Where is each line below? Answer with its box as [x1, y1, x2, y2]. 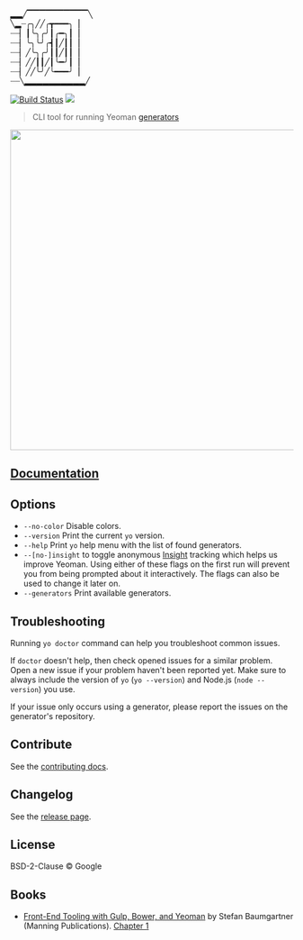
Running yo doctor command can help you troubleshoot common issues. [10, 638, 281, 649]
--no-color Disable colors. [22, 521, 122, 532]
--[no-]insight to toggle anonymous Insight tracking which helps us [22, 550, 278, 561]
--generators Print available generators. [22, 588, 172, 598]
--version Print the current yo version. [22, 530, 165, 541]
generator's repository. [10, 711, 95, 722]
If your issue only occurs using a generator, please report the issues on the [10, 701, 289, 712]
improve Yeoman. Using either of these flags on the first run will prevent [22, 559, 290, 570]
